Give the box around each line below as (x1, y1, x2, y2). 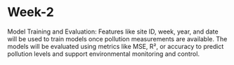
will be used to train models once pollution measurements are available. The (7, 34, 228, 43)
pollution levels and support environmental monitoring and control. (7, 50, 200, 58)
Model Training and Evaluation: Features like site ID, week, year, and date (7, 27, 219, 36)
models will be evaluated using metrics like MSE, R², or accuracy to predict (7, 42, 224, 50)
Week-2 (7, 4, 54, 20)
